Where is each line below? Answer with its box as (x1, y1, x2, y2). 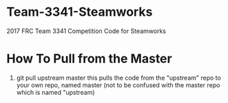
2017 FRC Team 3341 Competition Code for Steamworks (6, 27, 167, 35)
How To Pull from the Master (6, 51, 173, 67)
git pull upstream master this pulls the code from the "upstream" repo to (16, 73, 221, 82)
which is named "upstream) (16, 88, 95, 96)
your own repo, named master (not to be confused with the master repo (16, 80, 220, 89)
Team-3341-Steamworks (6, 4, 153, 20)
